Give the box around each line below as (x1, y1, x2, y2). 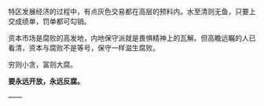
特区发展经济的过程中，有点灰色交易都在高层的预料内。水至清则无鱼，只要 (8, 7, 249, 16)
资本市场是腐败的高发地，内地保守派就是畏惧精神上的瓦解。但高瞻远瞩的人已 (8, 34, 256, 42)
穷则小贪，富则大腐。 (8, 60, 77, 69)
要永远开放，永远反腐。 (8, 77, 84, 86)
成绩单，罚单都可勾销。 (14, 16, 91, 26)
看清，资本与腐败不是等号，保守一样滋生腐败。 (8, 43, 159, 53)
